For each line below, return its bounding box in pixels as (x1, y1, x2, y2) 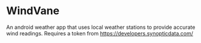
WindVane (6, 4, 60, 18)
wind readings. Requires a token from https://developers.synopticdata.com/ (6, 29, 194, 37)
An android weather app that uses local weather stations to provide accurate (6, 24, 196, 31)
